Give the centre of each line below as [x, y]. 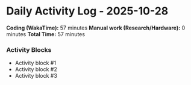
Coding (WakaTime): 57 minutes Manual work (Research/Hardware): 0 [96, 28]
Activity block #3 [36, 76]
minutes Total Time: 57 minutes [46, 34]
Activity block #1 [35, 63]
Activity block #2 [36, 69]
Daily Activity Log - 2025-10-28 [87, 11]
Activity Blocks [29, 49]
